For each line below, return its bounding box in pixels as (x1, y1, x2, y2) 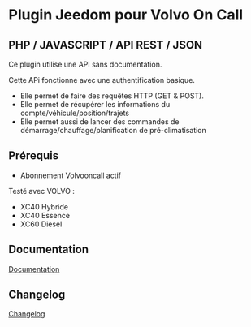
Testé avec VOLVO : (8, 186, 76, 196)
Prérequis (8, 148, 59, 163)
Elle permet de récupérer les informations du (19, 100, 171, 109)
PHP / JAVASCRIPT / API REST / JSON (8, 38, 203, 52)
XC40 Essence (19, 210, 71, 220)
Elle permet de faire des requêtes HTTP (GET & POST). (19, 91, 205, 101)
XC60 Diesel (19, 219, 63, 229)
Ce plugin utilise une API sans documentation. (8, 59, 162, 69)
